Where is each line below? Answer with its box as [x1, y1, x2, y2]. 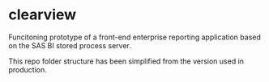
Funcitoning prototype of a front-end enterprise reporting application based [8, 32, 262, 42]
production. [8, 64, 47, 74]
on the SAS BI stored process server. [8, 40, 132, 50]
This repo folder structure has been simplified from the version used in [8, 56, 245, 66]
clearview [8, 6, 77, 24]
